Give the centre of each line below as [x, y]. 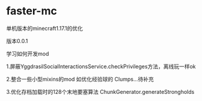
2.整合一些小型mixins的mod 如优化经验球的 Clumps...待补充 [80, 79]
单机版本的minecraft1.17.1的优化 [44, 28]
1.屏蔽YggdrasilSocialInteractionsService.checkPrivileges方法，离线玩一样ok [101, 66]
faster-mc [32, 11]
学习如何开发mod [28, 53]
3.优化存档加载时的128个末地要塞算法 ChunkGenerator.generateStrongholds [100, 91]
